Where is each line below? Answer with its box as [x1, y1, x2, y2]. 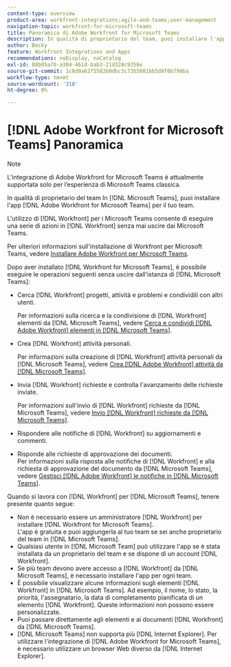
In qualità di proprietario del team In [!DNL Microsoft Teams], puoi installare [7, 194, 220, 202]
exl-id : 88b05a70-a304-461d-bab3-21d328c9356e [7, 61, 143, 68]
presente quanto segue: [7, 500, 75, 508]
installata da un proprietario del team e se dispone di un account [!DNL [16, 549, 218, 558]
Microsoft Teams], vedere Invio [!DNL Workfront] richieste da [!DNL [16, 408, 208, 417]
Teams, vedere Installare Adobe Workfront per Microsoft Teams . [7, 250, 189, 258]
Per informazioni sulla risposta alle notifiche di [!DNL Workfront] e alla [16, 457, 215, 466]
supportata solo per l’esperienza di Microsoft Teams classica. [7, 180, 181, 189]
